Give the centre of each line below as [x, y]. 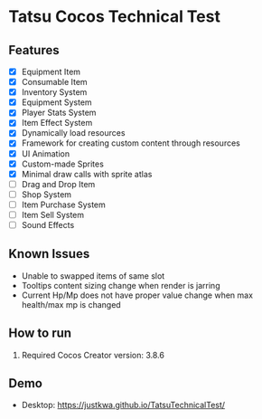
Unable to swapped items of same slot [93, 276]
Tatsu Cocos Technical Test [114, 17]
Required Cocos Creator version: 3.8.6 [93, 355]
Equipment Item [51, 71]
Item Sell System [53, 214]
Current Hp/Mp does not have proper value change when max [137, 295]
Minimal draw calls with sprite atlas [87, 174]
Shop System [47, 194]
